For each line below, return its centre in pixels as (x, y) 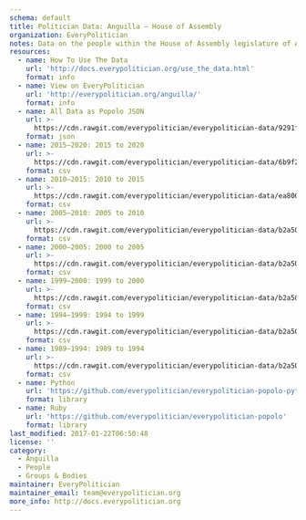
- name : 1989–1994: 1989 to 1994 (81, 348)
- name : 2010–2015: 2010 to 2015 (81, 179)
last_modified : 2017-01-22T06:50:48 (79, 433)
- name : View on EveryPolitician (81, 86)
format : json (51, 137)
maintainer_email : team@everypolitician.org (95, 493)
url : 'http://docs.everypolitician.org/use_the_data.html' (140, 69)
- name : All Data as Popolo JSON (81, 111)
